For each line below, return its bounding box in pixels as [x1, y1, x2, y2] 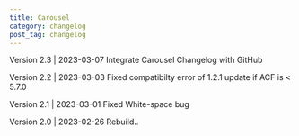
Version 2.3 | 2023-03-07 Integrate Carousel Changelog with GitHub [9, 55, 263, 66]
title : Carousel [9, 13, 70, 23]
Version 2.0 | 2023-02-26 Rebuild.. [9, 116, 139, 127]
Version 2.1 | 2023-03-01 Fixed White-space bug [9, 99, 190, 110]
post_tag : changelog [9, 30, 87, 39]
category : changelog [9, 22, 87, 31]
